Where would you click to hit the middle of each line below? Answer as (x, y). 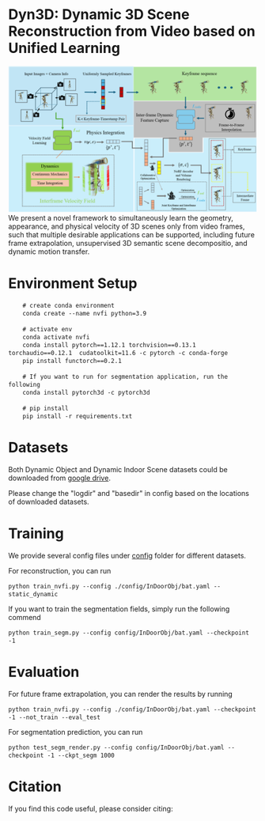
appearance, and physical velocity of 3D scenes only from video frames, (127, 226)
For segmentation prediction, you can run (76, 732)
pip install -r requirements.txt (78, 417)
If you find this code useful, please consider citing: (91, 808)
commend (25, 618)
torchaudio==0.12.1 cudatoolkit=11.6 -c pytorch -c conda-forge (118, 354)
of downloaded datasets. (49, 502)
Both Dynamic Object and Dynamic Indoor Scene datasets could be (118, 470)
